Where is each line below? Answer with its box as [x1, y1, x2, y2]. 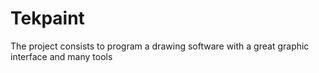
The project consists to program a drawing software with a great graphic [10, 40, 310, 52]
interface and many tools [10, 50, 113, 62]
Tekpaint [10, 7, 85, 30]
